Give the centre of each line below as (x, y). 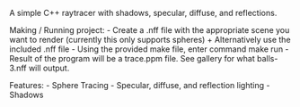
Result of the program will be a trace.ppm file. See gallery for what (132, 58)
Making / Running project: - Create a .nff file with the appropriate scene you (150, 30)
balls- (267, 58)
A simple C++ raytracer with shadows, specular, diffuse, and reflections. (143, 13)
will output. (49, 68)
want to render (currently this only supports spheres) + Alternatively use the (150, 40)
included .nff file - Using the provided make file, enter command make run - (149, 49)
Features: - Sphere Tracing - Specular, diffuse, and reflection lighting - (140, 85)
